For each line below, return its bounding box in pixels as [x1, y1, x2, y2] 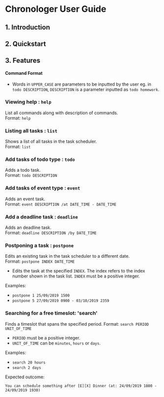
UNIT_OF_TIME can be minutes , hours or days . [12, 340, 101, 346]
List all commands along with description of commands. [5, 110, 118, 116]
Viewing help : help [5, 98, 52, 105]
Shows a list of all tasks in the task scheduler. [5, 139, 97, 145]
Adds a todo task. [5, 167, 41, 173]
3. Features [5, 57, 41, 65]
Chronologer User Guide [5, 3, 107, 15]
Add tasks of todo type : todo [5, 156, 75, 163]
